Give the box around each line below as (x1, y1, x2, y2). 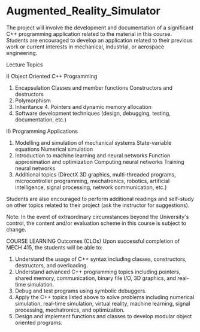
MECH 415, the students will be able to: (6, 243, 103, 251)
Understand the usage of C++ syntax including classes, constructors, (14, 255, 187, 263)
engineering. (6, 49, 38, 56)
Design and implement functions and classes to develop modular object (14, 312, 192, 319)
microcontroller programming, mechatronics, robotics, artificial (14, 177, 170, 184)
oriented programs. (14, 319, 63, 326)
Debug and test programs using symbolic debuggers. (14, 287, 147, 294)
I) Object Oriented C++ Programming (6, 72, 98, 80)
